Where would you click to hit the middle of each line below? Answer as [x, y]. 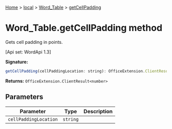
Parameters [24, 97]
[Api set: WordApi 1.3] [28, 52]
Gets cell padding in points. [34, 42]
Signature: [17, 62]
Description [98, 111]
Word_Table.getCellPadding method [84, 28]
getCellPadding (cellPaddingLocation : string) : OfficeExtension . [75, 71]
